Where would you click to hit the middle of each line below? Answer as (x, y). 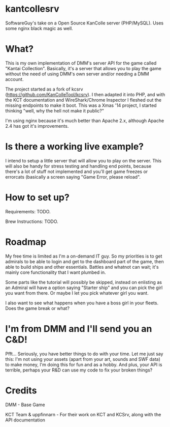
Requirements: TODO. (28, 211)
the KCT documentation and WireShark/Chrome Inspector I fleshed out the (83, 100)
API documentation (25, 420)
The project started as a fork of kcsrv (44, 89)
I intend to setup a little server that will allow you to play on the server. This (83, 160)
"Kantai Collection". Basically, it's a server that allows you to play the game (83, 68)
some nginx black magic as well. (39, 28)
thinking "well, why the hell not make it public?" (55, 110)
